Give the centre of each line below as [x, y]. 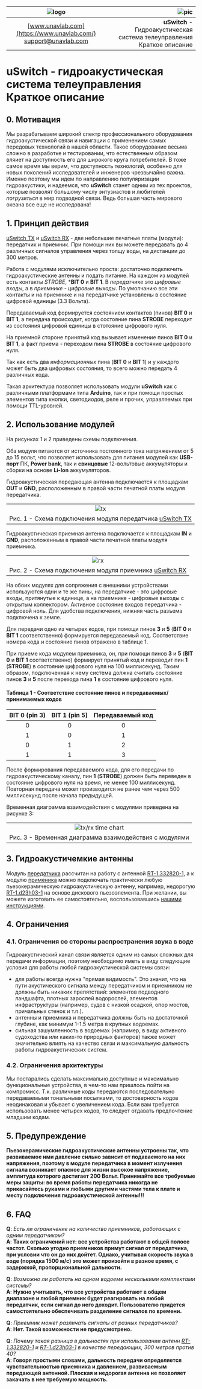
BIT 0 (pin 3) [28, 715]
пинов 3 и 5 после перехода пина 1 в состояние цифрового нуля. [90, 679]
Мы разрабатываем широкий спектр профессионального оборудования [99, 134]
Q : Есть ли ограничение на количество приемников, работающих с [93, 1229]
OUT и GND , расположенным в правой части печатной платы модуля [96, 488]
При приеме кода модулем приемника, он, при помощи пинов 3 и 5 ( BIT [100, 653]
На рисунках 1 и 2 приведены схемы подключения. [72, 439]
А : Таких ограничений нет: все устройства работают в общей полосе [98, 1242]
